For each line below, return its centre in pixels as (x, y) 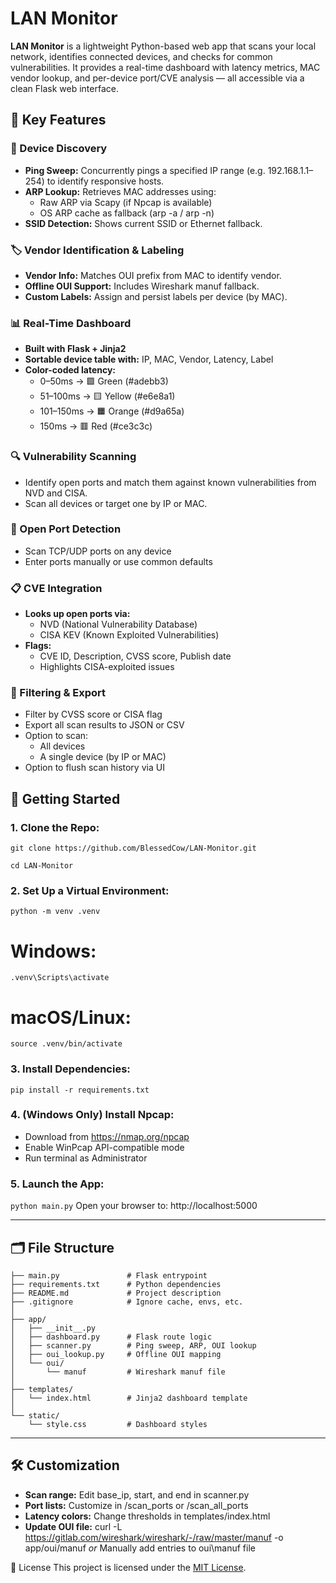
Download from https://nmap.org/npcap (107, 1136)
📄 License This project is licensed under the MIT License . (128, 1567)
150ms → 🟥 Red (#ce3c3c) (96, 426)
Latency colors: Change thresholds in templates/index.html (147, 1516)
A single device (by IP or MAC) (103, 757)
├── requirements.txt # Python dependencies (116, 1284)
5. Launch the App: (57, 1184)
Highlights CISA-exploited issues (107, 667)
